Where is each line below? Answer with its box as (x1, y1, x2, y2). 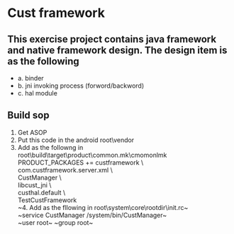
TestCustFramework (17, 196, 77, 204)
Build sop (7, 110, 50, 122)
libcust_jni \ (17, 180, 52, 189)
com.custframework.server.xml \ (17, 165, 113, 174)
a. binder (17, 74, 44, 82)
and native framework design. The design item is (7, 44, 228, 56)
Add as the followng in (17, 143, 84, 151)
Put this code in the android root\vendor (17, 136, 135, 144)
